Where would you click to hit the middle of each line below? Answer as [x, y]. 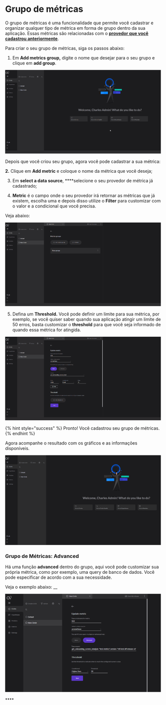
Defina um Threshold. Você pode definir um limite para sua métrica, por [86, 314]
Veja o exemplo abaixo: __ [31, 587]
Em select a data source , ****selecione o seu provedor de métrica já [83, 180]
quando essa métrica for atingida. [47, 330]
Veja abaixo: [18, 215]
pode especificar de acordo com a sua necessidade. [59, 577]
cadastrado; [24, 186]
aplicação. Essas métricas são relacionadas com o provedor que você [77, 33]
